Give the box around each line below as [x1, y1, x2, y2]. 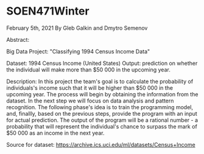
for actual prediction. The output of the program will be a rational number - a [6, 116, 199, 124]
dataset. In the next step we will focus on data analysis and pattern [6, 97, 174, 104]
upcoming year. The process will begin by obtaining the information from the [6, 90, 199, 98]
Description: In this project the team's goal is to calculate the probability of [6, 78, 194, 85]
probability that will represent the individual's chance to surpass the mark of [6, 122, 198, 130]
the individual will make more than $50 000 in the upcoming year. [6, 65, 171, 73]
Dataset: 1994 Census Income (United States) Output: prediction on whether [6, 59, 198, 67]
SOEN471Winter [6, 4, 90, 18]
